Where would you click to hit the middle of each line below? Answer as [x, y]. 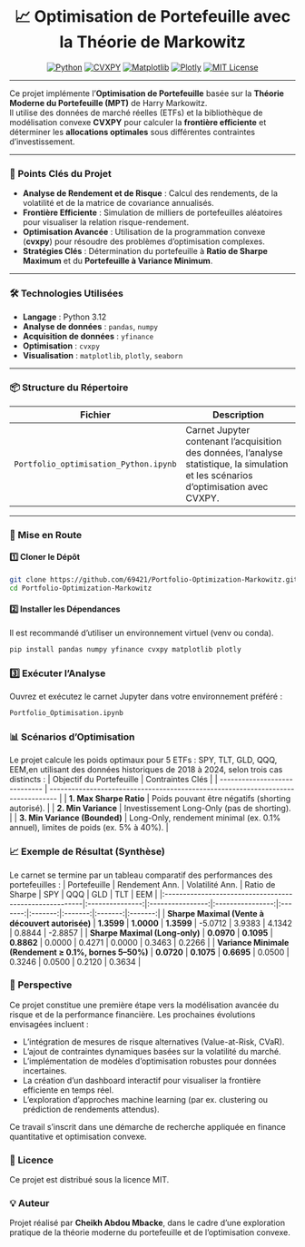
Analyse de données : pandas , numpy [90, 326]
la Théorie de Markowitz [152, 42]
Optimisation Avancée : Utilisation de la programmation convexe [144, 232]
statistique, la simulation [237, 464]
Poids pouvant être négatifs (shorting [221, 799]
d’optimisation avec [227, 486]
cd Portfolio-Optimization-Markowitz [81, 588]
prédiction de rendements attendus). [91, 1109]
